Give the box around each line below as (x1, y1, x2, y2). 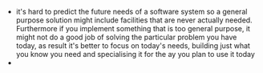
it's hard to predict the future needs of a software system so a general (15, 7, 248, 16)
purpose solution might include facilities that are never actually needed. (15, 15, 253, 25)
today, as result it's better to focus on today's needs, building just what (15, 41, 251, 51)
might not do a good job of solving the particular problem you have (15, 32, 237, 42)
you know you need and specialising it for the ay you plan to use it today (15, 50, 255, 59)
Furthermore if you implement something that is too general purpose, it (15, 24, 251, 33)
